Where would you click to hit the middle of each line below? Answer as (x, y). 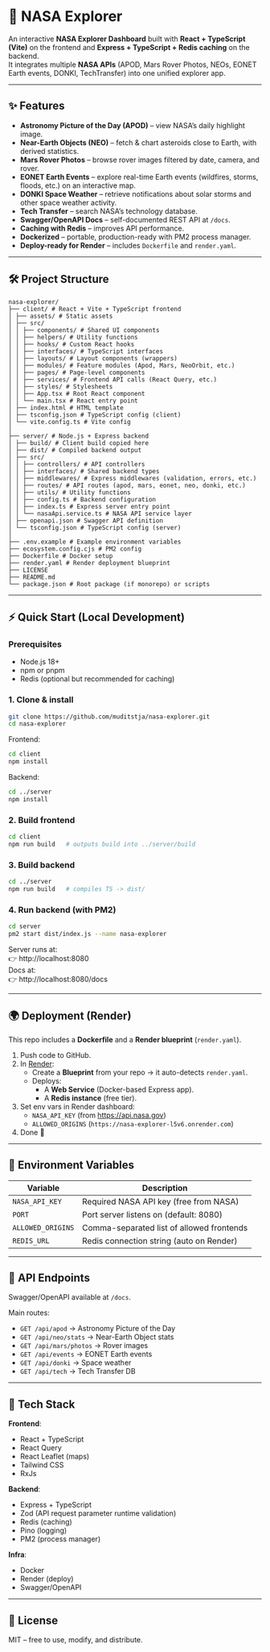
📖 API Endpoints (49, 1277)
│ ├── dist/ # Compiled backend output (75, 450)
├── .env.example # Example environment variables (95, 542)
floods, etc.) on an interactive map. (78, 185)
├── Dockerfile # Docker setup (61, 556)
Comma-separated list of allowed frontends (165, 1227)
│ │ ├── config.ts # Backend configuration (82, 499)
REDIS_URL (31, 1240)
